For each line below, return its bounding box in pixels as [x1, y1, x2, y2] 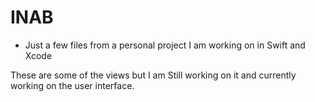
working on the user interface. [10, 79, 135, 91]
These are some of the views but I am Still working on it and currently [10, 69, 297, 81]
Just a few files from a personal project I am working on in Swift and [24, 39, 306, 51]
